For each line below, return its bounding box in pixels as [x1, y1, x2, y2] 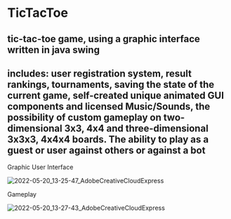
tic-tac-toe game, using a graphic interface [7, 33, 200, 45]
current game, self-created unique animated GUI [7, 89, 225, 101]
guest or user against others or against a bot [7, 144, 206, 156]
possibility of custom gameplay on [7, 111, 161, 124]
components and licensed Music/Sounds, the [7, 100, 211, 112]
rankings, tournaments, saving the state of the [7, 79, 215, 91]
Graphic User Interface [7, 163, 74, 171]
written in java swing [7, 44, 100, 55]
